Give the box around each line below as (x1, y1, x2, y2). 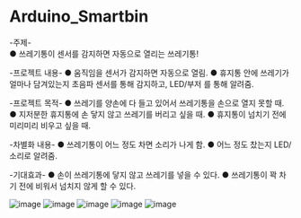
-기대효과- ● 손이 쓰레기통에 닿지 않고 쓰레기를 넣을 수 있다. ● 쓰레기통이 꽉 (9, 169, 278, 180)
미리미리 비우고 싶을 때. (9, 119, 92, 131)
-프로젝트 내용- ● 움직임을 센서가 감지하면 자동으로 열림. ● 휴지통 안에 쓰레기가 (9, 67, 289, 78)
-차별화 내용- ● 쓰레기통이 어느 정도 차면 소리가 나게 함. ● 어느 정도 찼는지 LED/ (9, 139, 292, 150)
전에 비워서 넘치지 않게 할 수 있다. (18, 180, 137, 191)
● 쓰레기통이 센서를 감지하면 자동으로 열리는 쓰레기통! (9, 48, 199, 59)
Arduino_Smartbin (9, 6, 149, 27)
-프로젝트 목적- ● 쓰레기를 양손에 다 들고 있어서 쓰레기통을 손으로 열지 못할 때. (9, 97, 285, 109)
